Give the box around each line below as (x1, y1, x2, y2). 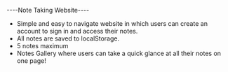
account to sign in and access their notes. (16, 27, 138, 35)
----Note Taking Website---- (6, 6, 89, 14)
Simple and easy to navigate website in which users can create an (16, 20, 208, 27)
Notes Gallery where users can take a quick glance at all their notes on (16, 49, 222, 57)
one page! (16, 57, 46, 65)
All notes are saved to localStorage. (16, 34, 120, 43)
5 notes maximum (16, 42, 69, 50)
